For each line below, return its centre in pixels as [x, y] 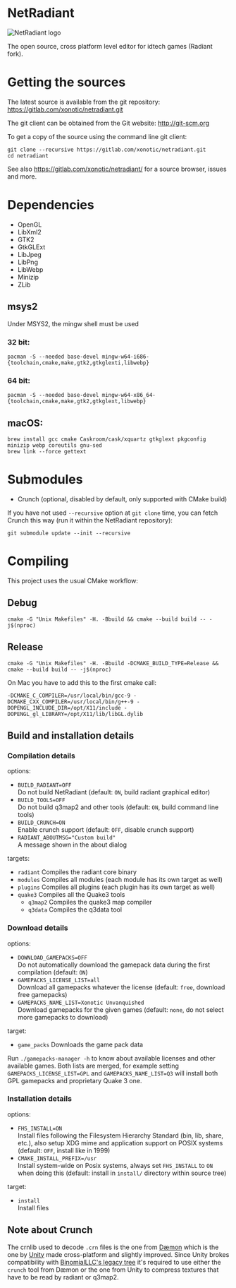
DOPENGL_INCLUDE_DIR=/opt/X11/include [64, 708]
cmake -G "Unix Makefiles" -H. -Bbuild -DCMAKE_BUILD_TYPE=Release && [113, 663]
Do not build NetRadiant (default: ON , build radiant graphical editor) [114, 792]
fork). [15, 54]
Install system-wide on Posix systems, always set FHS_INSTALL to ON [115, 1165]
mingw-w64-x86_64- [129, 395]
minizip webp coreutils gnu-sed [55, 446]
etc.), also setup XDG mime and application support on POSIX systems [120, 1143]
